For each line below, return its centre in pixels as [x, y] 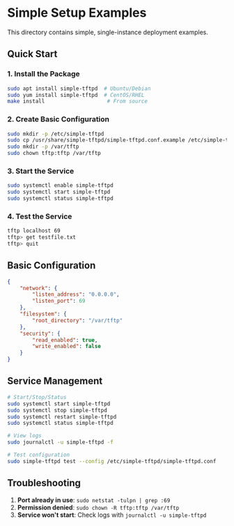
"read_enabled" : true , [65, 340]
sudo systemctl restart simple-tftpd [62, 416]
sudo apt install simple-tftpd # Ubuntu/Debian [79, 89]
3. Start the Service [41, 171]
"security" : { [40, 333]
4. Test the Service [40, 216]
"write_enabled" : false [67, 347]
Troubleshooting [44, 483]
